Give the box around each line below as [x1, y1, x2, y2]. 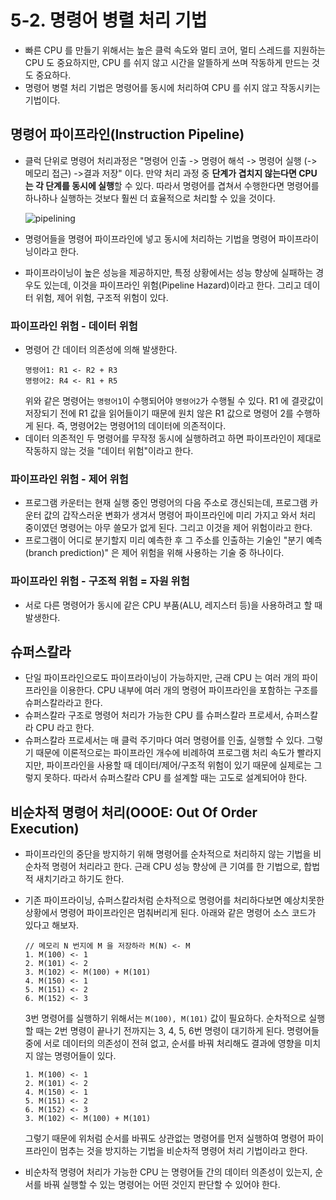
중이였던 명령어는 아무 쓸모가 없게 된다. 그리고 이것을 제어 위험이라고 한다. [24, 522, 313, 534]
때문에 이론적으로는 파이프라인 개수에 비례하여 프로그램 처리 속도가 [35, 747, 295, 759]
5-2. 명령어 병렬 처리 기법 [10, 9, 208, 32]
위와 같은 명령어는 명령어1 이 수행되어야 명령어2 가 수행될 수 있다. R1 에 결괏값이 [24, 395, 324, 407]
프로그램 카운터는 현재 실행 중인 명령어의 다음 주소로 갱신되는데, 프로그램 [24, 497, 308, 509]
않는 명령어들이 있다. [35, 1050, 117, 1062]
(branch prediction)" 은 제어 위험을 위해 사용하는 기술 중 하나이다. [24, 547, 285, 559]
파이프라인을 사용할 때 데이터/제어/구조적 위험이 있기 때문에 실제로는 [46, 759, 312, 771]
